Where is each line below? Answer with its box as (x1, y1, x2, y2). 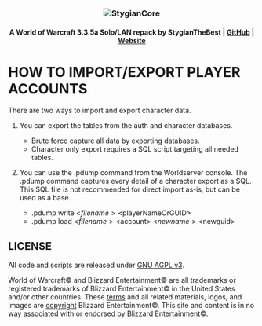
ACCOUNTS (8, 79, 88, 97)
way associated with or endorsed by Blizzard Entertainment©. (8, 309, 209, 318)
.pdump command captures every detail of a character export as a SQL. (19, 177, 252, 186)
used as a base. (19, 193, 71, 203)
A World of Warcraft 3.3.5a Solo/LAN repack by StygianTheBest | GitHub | (9, 27, 255, 37)
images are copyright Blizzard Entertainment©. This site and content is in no (8, 301, 255, 310)
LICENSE (8, 240, 53, 253)
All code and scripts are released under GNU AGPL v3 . (8, 260, 184, 270)
